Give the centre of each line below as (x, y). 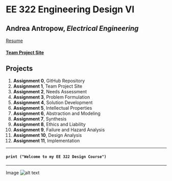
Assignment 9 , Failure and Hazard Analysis (59, 130)
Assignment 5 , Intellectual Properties (53, 108)
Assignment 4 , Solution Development (53, 103)
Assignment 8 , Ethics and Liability (49, 125)
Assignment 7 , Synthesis (40, 119)
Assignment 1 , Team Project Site (48, 86)
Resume (15, 41)
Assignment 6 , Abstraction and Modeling (57, 113)
